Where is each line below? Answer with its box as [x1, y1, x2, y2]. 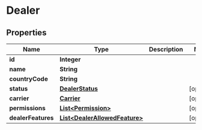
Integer [60, 55, 81, 64]
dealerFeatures [9, 114, 54, 122]
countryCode [9, 75, 48, 83]
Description [148, 46, 183, 53]
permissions [9, 104, 46, 112]
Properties [6, 28, 47, 38]
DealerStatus [60, 84, 98, 93]
